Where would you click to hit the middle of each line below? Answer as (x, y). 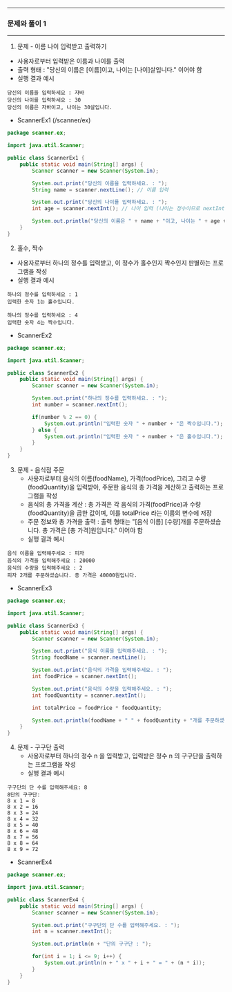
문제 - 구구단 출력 (41, 747)
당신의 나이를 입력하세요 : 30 (44, 100)
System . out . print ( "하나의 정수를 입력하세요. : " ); (100, 398)
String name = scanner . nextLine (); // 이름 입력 (100, 190)
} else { (45, 430)
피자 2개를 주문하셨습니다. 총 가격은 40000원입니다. (72, 575)
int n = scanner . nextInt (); (72, 932)
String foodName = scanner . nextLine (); (89, 657)
